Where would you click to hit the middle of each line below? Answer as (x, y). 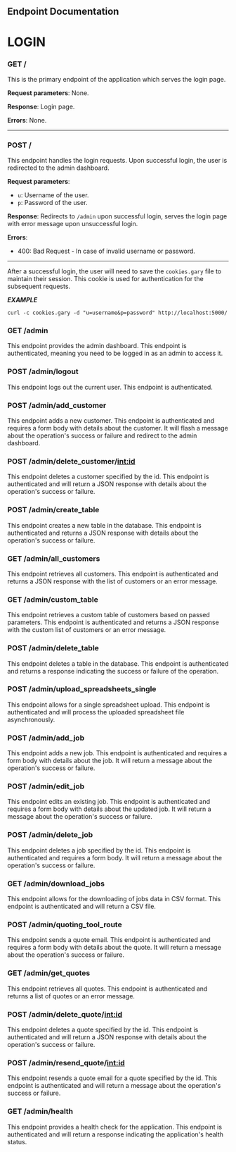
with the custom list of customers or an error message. (87, 630)
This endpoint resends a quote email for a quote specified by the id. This (112, 1078)
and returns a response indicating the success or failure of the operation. (113, 671)
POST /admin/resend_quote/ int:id (66, 1063)
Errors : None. (27, 120)
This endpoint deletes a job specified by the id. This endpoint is (99, 850)
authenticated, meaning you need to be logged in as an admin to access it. (115, 353)
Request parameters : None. (48, 93)
